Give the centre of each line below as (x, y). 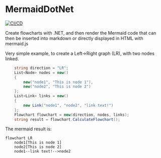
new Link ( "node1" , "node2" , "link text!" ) (68, 105)
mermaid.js (17, 43)
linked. (12, 58)
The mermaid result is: (28, 129)
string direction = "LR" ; (42, 68)
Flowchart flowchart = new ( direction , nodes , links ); (72, 115)
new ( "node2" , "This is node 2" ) (57, 87)
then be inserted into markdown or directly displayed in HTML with (74, 38)
